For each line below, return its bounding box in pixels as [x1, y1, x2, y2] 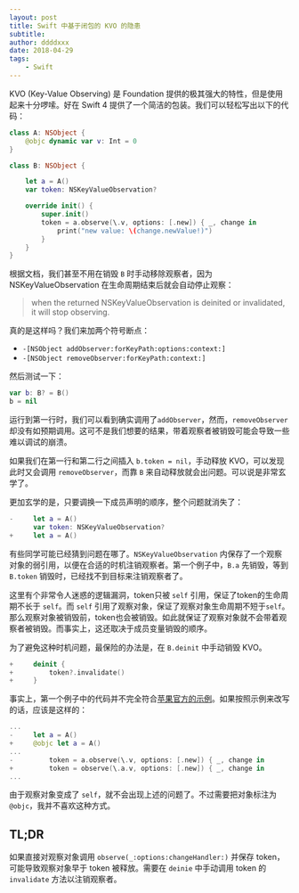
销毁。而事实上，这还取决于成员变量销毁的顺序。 [32, 623, 212, 634]
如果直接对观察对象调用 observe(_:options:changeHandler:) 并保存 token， [9, 852, 285, 863]
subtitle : [9, 29, 46, 38]
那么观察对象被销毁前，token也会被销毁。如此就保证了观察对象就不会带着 [9, 611, 279, 622]
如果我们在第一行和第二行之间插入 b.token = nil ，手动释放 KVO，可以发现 [9, 455, 285, 466]
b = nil [9, 397, 38, 406]
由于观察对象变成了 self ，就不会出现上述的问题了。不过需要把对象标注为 [9, 790, 278, 800]
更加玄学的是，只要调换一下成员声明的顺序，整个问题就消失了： [9, 496, 243, 507]
